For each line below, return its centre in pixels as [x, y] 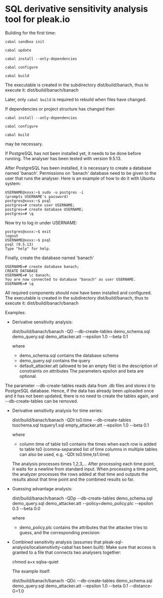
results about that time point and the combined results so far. [73, 479]
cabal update [18, 50]
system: [13, 183]
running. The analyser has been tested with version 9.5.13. [63, 158]
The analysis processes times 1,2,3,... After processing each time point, [83, 464]
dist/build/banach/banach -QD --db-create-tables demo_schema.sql [81, 331]
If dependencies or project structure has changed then [60, 109]
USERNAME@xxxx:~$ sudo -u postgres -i [44, 192]
